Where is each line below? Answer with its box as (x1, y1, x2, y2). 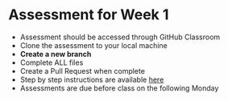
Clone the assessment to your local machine (19, 40, 168, 50)
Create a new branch (19, 49, 92, 59)
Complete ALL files (19, 58, 84, 67)
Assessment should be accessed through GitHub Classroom (19, 32, 221, 42)
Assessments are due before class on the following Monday (19, 83, 219, 93)
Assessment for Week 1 (8, 6, 169, 24)
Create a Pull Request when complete (19, 66, 145, 75)
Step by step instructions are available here (19, 75, 164, 84)
